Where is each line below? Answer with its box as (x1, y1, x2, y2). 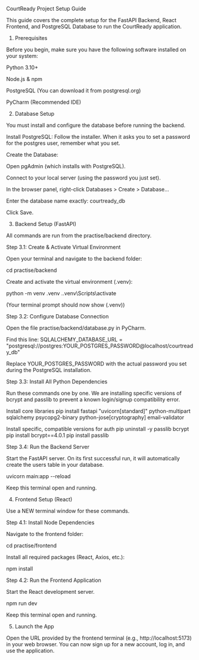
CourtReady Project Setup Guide (6, 5, 86, 12)
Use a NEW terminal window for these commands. (6, 507, 130, 515)
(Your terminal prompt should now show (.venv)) (6, 301, 125, 308)
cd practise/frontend (6, 542, 57, 549)
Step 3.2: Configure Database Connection (6, 313, 109, 320)
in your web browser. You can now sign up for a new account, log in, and (6, 641, 185, 647)
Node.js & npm (6, 76, 43, 82)
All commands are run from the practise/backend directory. (6, 232, 152, 239)
